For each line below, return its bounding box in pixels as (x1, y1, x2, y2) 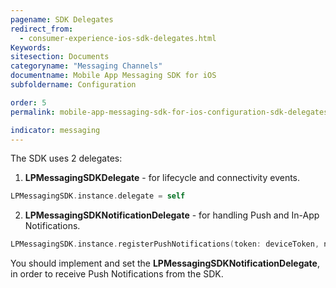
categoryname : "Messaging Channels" (10, 61, 163, 71)
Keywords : (10, 42, 52, 53)
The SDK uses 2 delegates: (10, 152, 123, 165)
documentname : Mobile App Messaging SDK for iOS (10, 71, 217, 81)
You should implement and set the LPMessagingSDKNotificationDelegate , (10, 257, 320, 270)
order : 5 (10, 97, 47, 108)
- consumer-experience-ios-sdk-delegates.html (19, 33, 217, 43)
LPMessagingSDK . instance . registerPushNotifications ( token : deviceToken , (10, 239, 320, 250)
